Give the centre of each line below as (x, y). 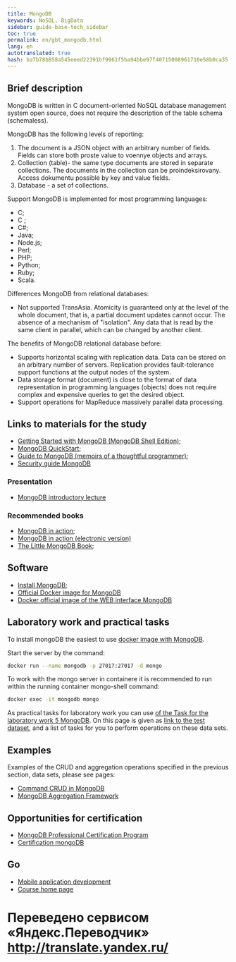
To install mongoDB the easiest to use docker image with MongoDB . (106, 639)
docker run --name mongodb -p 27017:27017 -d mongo (85, 666)
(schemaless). (28, 120)
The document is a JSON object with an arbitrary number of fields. (114, 147)
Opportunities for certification (75, 818)
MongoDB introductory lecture (62, 497)
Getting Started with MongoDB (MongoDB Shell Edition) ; (99, 441)
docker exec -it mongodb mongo (53, 700)
